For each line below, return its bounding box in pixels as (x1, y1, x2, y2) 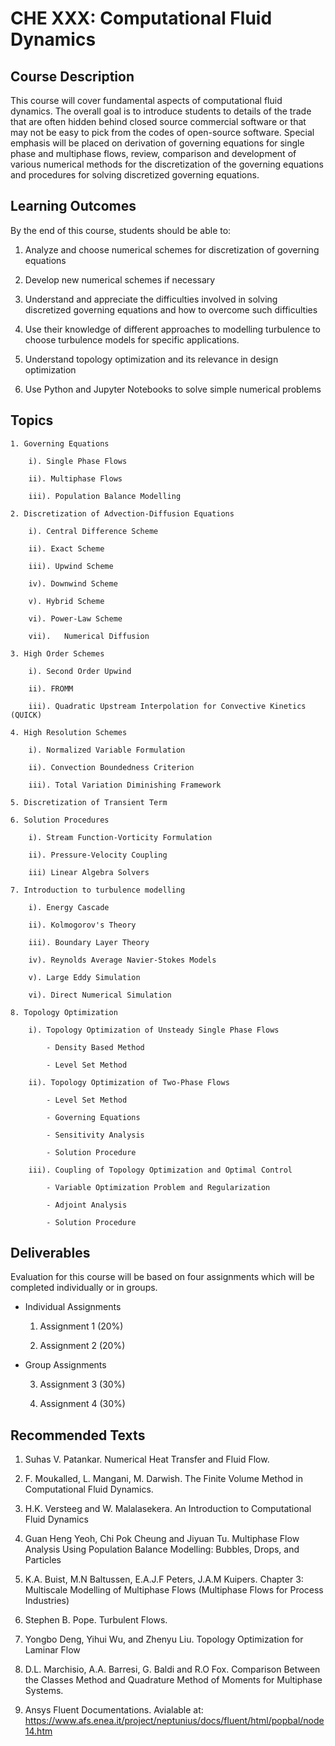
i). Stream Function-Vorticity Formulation (28, 832, 213, 842)
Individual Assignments (24, 1301, 122, 1313)
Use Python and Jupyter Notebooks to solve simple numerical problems (24, 383, 322, 395)
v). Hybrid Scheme (28, 596, 105, 606)
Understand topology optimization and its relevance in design (24, 353, 279, 365)
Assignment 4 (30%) (39, 1398, 126, 1410)
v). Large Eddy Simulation (28, 972, 141, 982)
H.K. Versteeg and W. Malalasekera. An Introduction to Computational (24, 1503, 312, 1515)
